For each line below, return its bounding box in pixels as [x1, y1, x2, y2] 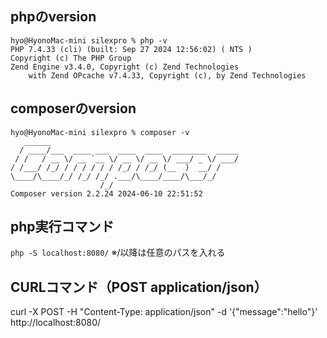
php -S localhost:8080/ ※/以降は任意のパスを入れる [10, 247, 226, 259]
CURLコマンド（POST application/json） [10, 278, 268, 296]
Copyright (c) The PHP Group [10, 53, 132, 63]
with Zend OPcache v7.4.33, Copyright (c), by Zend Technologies [28, 70, 307, 81]
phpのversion [10, 8, 97, 26]
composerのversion [10, 100, 137, 117]
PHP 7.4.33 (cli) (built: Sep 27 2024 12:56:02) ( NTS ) [10, 44, 253, 54]
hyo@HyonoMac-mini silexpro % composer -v [10, 127, 190, 137]
